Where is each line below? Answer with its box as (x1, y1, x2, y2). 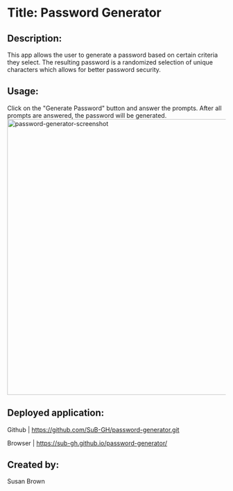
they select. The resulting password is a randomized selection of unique (7, 58, 214, 66)
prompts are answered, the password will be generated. (7, 111, 167, 119)
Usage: (7, 85, 40, 98)
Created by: (7, 459, 60, 471)
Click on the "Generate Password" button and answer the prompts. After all (7, 104, 222, 112)
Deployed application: (7, 407, 105, 419)
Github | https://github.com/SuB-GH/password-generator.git (7, 425, 180, 434)
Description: (7, 33, 62, 44)
